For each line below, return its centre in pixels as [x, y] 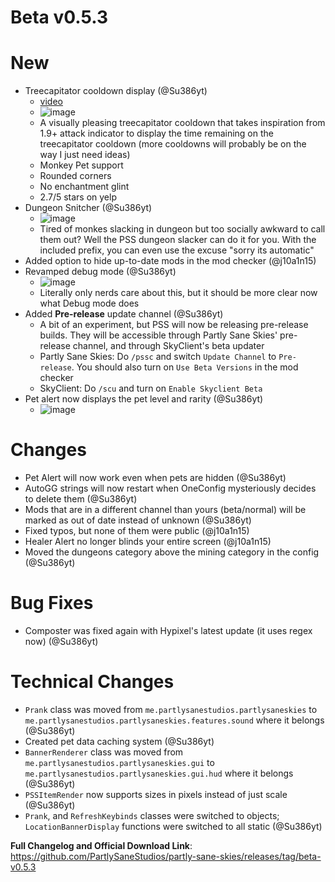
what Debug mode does [89, 303]
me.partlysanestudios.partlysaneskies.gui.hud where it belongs [159, 773]
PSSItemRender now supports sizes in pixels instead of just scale [156, 794]
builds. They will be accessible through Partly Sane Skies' [158, 335]
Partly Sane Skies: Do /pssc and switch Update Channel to [158, 357]
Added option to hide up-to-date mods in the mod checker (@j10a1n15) [170, 261]
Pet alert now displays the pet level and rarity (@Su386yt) [144, 399]
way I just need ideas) [85, 155]
